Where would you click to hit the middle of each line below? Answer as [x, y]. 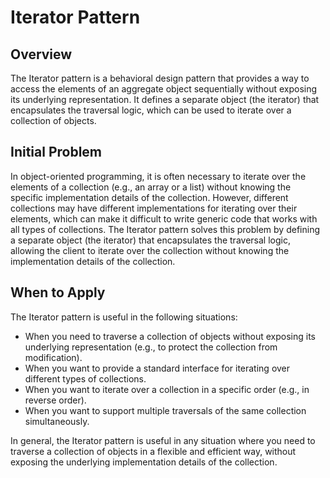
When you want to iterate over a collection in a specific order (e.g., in [167, 389]
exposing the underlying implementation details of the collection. [144, 462]
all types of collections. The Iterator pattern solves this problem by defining [165, 229]
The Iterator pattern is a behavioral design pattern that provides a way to [160, 78]
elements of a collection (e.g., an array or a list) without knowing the [151, 187]
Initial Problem [56, 152]
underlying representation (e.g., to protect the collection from [151, 347]
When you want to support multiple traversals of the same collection [165, 410]
